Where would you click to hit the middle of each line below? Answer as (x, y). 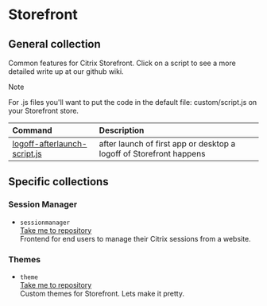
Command (33, 130)
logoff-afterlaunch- (50, 143)
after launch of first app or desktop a (167, 143)
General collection (54, 44)
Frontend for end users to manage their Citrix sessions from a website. (135, 238)
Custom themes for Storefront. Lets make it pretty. (102, 293)
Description (122, 130)
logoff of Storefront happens (152, 154)
